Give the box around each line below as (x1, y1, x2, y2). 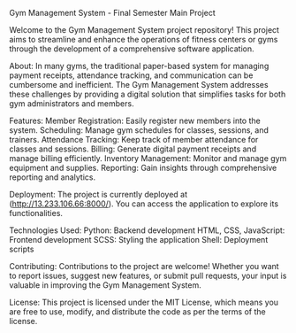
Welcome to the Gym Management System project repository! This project (9, 25, 280, 35)
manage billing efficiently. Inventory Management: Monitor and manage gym (9, 153, 287, 163)
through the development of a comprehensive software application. (9, 43, 254, 54)
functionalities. (9, 208, 64, 218)
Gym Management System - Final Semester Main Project (9, 8, 216, 18)
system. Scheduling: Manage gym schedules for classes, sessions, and (9, 125, 269, 136)
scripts (9, 244, 34, 254)
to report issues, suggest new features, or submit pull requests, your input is (9, 270, 287, 281)
